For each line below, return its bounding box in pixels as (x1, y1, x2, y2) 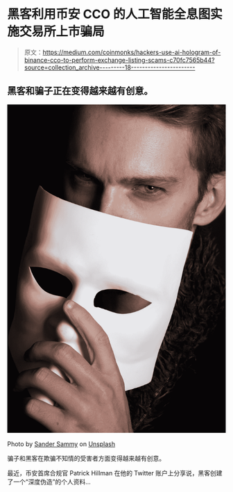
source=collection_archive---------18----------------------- (24, 63, 196, 72)
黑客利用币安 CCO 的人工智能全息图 (7, 6, 211, 22)
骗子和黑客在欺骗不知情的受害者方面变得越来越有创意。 (7, 454, 165, 463)
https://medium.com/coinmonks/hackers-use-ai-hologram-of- (42, 48, 221, 56)
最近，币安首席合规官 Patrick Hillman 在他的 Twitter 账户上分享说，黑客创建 (7, 469, 223, 477)
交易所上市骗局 (19, 24, 105, 40)
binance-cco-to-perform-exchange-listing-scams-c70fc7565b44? (24, 56, 215, 64)
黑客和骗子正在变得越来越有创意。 (7, 85, 153, 97)
